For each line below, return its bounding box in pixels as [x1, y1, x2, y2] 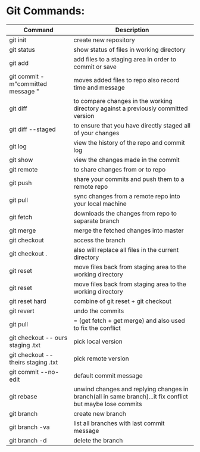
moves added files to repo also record [73, 76, 180, 84]
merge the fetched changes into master [73, 226, 184, 235]
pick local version [73, 337, 123, 345]
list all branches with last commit [73, 419, 165, 427]
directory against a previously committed [73, 104, 188, 113]
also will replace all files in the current [73, 245, 179, 254]
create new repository [73, 36, 135, 44]
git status [9, 45, 36, 54]
